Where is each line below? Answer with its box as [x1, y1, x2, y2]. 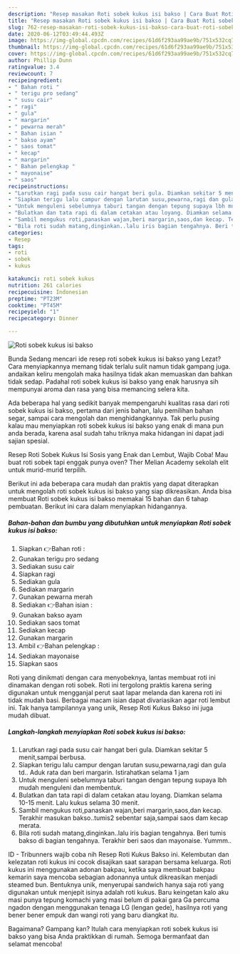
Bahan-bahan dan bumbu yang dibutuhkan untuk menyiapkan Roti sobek [8, 518, 231, 527]
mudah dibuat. [8, 711, 51, 719]
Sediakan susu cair [18, 562, 75, 570]
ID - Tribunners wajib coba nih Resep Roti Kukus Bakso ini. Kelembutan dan [8, 850, 229, 858]
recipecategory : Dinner [8, 315, 79, 322]
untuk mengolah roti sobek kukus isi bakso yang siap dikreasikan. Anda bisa [8, 487, 232, 496]
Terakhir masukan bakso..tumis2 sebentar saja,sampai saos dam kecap [18, 814, 229, 822]
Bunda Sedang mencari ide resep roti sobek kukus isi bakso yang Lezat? [8, 354, 221, 363]
